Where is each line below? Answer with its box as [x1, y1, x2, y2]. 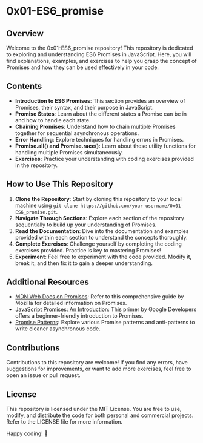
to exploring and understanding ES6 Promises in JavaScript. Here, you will [6, 51, 192, 58]
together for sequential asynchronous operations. [15, 129, 139, 137]
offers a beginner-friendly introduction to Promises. [15, 312, 144, 320]
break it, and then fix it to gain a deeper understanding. [15, 259, 153, 267]
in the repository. [15, 162, 58, 169]
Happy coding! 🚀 [6, 430, 48, 437]
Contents [6, 81, 42, 91]
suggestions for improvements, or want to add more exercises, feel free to [6, 365, 192, 373]
